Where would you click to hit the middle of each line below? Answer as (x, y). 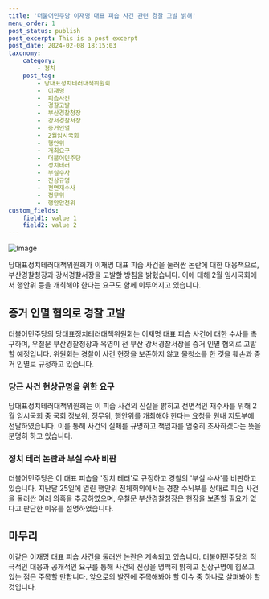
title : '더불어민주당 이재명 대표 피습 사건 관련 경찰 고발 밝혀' (102, 16)
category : (39, 61)
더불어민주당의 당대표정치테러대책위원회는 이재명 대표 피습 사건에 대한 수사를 (128, 333)
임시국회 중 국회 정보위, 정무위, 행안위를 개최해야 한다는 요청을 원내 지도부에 (135, 416)
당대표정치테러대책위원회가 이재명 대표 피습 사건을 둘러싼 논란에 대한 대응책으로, (134, 265)
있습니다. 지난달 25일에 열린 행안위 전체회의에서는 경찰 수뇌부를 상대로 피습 (126, 488)
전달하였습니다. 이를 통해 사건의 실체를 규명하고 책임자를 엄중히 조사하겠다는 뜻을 (135, 426)
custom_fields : (34, 210)
